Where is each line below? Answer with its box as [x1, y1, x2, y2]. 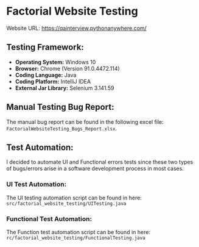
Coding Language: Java [15, 71, 77, 79]
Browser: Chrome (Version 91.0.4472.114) [15, 65, 120, 72]
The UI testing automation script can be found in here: [6, 194, 142, 201]
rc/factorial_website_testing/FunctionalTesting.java [6, 235, 146, 241]
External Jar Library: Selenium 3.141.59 [15, 84, 114, 91]
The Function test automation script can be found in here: [6, 228, 151, 235]
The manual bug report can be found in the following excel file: [6, 118, 164, 126]
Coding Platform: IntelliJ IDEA [15, 77, 91, 85]
